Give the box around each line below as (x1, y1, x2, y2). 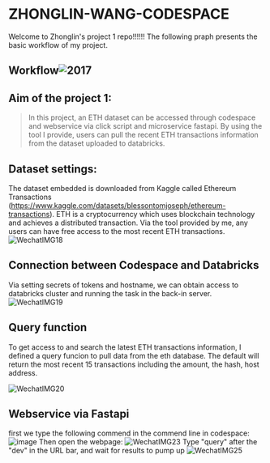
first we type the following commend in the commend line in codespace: (8, 428, 250, 438)
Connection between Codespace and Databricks (8, 258, 259, 272)
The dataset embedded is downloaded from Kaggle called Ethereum (8, 183, 237, 193)
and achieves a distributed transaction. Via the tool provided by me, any (8, 218, 249, 227)
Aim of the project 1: (8, 91, 112, 105)
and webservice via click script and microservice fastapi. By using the (28, 121, 263, 131)
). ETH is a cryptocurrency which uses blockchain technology (49, 209, 255, 219)
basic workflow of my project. (8, 40, 108, 49)
